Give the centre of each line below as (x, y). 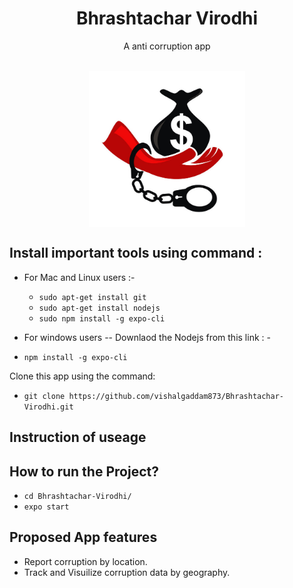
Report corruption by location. (85, 561)
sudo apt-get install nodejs (99, 308)
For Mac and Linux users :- (79, 277)
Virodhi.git (48, 407)
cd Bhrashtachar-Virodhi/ (77, 496)
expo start (46, 507)
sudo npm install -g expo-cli (102, 318)
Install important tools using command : (136, 253)
